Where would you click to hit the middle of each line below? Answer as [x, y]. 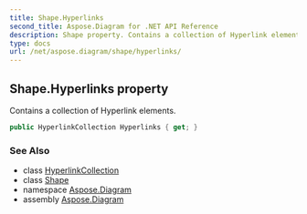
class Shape [46, 180]
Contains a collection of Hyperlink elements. [93, 110]
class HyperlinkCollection [71, 170]
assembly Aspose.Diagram [73, 199]
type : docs [30, 43]
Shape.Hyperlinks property [89, 89]
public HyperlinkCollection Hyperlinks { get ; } [104, 127]
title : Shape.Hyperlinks [57, 18]
